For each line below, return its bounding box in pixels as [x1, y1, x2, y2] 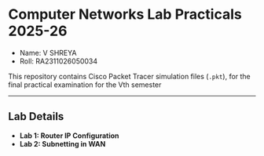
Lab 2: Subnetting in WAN [19, 139, 106, 148]
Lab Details [8, 110, 64, 123]
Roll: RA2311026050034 [19, 56, 98, 66]
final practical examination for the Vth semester [8, 80, 162, 89]
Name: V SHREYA [19, 48, 77, 57]
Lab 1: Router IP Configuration [19, 131, 119, 140]
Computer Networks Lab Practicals [8, 5, 242, 24]
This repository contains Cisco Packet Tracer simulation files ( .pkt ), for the [8, 71, 251, 81]
